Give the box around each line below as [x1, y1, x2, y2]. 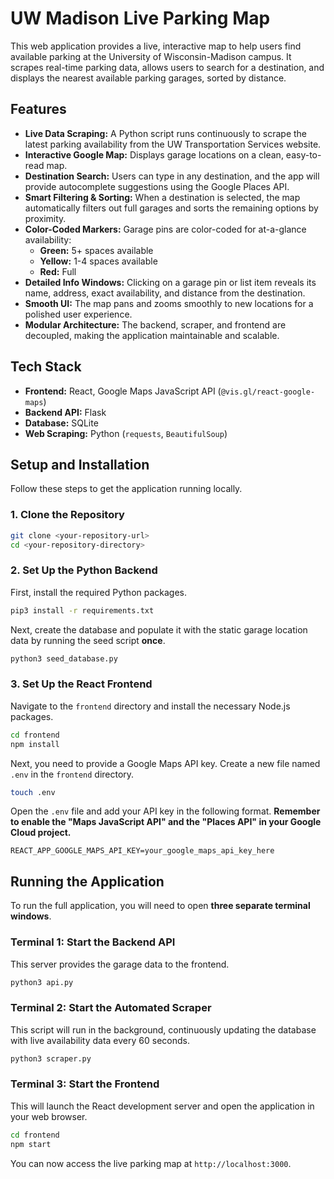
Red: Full [39, 265, 77, 277]
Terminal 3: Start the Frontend [10, 1077, 160, 1091]
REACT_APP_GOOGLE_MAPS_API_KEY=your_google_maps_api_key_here [10, 846, 275, 856]
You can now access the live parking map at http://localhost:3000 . [10, 1157, 292, 1169]
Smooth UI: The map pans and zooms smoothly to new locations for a [24, 297, 314, 309]
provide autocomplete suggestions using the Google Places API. [24, 180, 290, 192]
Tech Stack [10, 358, 82, 376]
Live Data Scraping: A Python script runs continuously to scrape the [24, 127, 308, 139]
